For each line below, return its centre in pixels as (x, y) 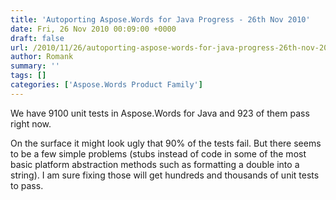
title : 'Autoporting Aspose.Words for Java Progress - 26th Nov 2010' (160, 19)
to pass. (27, 185)
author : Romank (42, 57)
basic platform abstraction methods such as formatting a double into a (155, 164)
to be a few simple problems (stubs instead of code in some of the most (158, 153)
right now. (31, 123)
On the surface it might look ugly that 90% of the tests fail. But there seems (166, 143)
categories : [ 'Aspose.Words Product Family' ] (106, 85)
